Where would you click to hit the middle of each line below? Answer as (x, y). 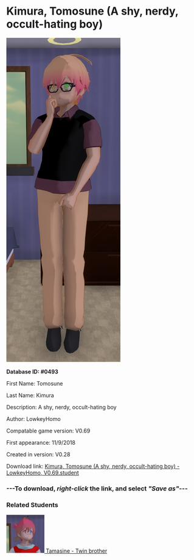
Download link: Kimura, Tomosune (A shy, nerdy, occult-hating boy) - (93, 466)
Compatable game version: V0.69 (48, 431)
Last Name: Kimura (30, 395)
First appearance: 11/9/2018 (41, 442)
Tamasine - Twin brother (76, 551)
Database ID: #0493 (33, 372)
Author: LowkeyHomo (33, 418)
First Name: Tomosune (35, 383)
